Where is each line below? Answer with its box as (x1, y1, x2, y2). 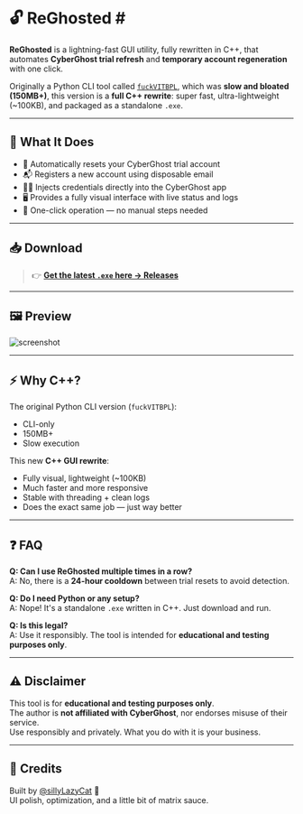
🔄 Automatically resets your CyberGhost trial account (22, 158, 221, 169)
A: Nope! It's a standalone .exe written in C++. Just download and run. (9, 603, 271, 613)
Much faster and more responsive (22, 483, 149, 494)
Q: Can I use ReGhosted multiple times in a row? (9, 566, 192, 577)
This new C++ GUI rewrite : (9, 456, 110, 467)
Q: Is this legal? (9, 620, 69, 631)
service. (9, 717, 40, 727)
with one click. (9, 63, 63, 74)
